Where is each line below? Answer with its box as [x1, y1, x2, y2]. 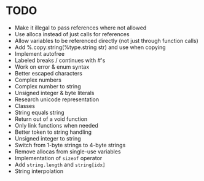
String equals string [14, 109, 65, 116]
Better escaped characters [14, 69, 82, 77]
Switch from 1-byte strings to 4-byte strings [14, 141, 126, 148]
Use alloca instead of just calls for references [14, 30, 130, 37]
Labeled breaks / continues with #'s [14, 56, 106, 64]
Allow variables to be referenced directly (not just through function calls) [14, 37, 199, 44]
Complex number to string [14, 82, 81, 90]
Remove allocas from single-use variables [14, 148, 121, 155]
